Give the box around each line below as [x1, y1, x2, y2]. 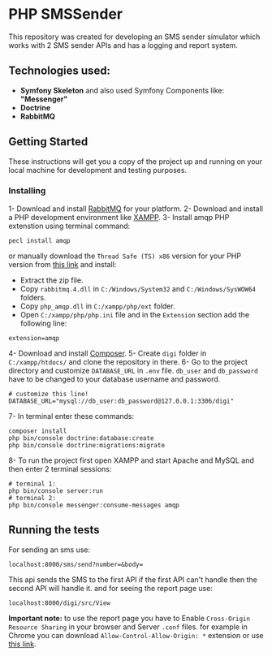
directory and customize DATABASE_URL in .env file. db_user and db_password [8, 365, 258, 375]
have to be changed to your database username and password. [8, 374, 221, 384]
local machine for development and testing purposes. [8, 165, 188, 175]
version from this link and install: [8, 259, 117, 269]
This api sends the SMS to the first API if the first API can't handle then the [8, 574, 258, 585]
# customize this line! [8, 390, 89, 398]
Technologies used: [8, 64, 111, 78]
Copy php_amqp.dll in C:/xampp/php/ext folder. [19, 301, 176, 311]
